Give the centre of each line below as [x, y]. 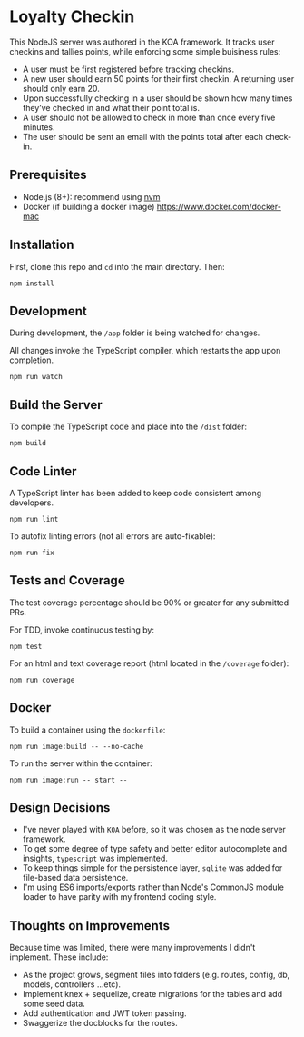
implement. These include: [59, 957]
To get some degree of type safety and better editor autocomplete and [155, 849]
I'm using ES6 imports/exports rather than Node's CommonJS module [153, 887]
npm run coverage [42, 680]
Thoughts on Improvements [90, 926]
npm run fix [32, 553]
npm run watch [36, 377]
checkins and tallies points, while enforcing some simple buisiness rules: [145, 51]
